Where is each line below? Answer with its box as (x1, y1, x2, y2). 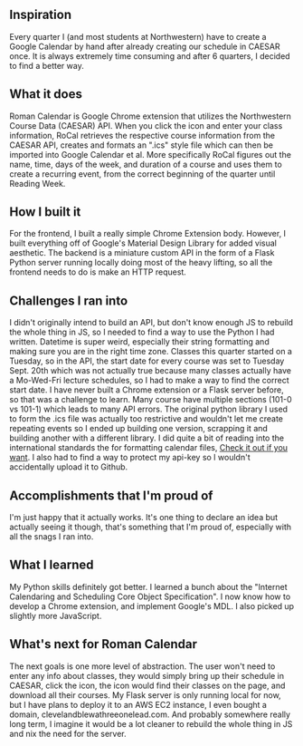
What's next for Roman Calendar (9, 636, 197, 652)
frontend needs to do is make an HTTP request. (9, 266, 187, 277)
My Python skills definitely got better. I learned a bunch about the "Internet (9, 581, 288, 592)
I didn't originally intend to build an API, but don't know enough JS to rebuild (9, 317, 294, 328)
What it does (9, 86, 83, 102)
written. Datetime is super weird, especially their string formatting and (9, 336, 270, 347)
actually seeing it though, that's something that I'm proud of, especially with (9, 521, 292, 533)
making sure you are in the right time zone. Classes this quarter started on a (9, 346, 292, 357)
